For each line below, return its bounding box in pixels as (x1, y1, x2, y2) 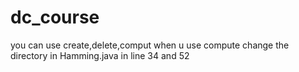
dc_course (10, 6, 100, 29)
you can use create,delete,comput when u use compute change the (10, 39, 290, 51)
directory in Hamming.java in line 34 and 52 (10, 49, 190, 61)
